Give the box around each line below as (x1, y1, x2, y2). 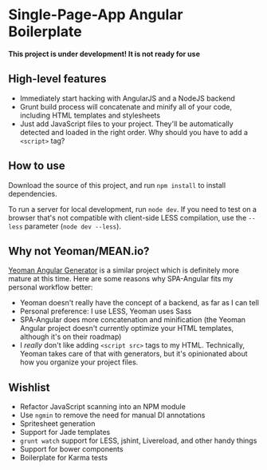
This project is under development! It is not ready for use (8, 49, 201, 58)
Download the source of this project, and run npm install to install (8, 180, 226, 189)
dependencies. (8, 189, 57, 198)
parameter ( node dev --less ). (24, 221, 122, 231)
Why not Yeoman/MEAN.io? (8, 244, 150, 257)
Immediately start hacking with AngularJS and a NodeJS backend (19, 94, 235, 103)
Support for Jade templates (19, 428, 111, 437)
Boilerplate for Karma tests (19, 453, 108, 463)
